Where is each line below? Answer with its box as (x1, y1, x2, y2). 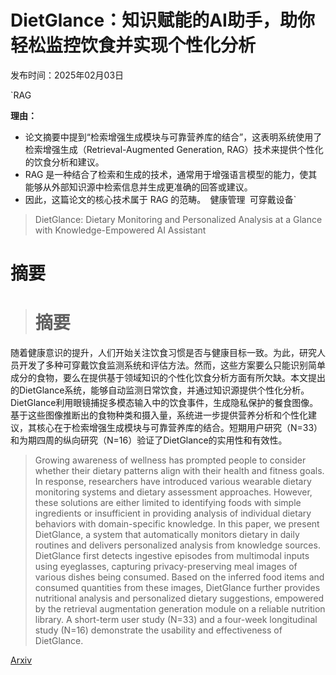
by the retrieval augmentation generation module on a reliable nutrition (34, 603, 326, 615)
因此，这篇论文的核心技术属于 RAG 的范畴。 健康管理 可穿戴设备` (24, 193, 297, 205)
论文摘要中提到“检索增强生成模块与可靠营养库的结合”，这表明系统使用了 (24, 131, 323, 143)
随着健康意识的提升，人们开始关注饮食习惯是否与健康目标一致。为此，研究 (10, 347, 317, 359)
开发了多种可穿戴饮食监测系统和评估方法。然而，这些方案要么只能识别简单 (18, 359, 326, 371)
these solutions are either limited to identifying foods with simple (34, 497, 302, 509)
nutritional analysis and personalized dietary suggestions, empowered (34, 592, 325, 605)
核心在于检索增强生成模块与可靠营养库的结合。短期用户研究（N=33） (36, 422, 323, 434)
